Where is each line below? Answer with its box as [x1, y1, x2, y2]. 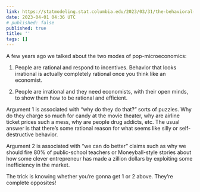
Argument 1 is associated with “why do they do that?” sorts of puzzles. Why [6, 106, 192, 113]
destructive [6, 131, 34, 138]
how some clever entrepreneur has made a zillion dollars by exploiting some [6, 155, 193, 162]
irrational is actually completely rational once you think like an [14, 71, 166, 77]
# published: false [6, 20, 55, 25]
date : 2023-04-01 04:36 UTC [6, 14, 76, 20]
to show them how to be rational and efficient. [14, 94, 128, 101]
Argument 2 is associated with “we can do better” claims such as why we [6, 143, 186, 149]
